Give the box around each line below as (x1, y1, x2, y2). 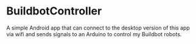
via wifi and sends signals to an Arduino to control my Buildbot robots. (6, 30, 182, 37)
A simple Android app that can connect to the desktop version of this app (6, 24, 190, 31)
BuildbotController (6, 4, 102, 18)
